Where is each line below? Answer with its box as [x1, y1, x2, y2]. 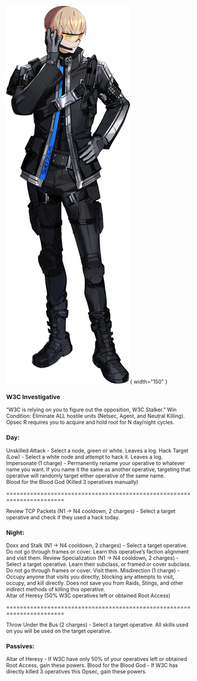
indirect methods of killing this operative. [6, 585, 106, 592]
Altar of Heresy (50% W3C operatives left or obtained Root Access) [6, 592, 171, 599]
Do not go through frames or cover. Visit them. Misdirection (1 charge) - [6, 567, 180, 574]
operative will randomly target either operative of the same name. [6, 472, 165, 479]
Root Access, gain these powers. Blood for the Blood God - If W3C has [6, 662, 178, 669]
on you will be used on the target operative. [6, 627, 112, 634]
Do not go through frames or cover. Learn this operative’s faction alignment [6, 548, 189, 555]
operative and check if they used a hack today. [6, 513, 120, 520]
